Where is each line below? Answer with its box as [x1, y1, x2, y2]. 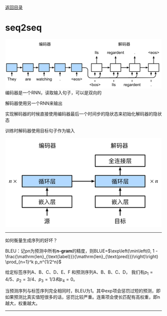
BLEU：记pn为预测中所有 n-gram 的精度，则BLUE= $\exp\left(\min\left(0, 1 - [5, 248, 158, 254]
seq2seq [5, 22, 42, 33]
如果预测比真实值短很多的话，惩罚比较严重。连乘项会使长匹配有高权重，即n [5, 294, 161, 300]
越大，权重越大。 [5, 300, 40, 306]
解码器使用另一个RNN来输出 [5, 100, 63, 106]
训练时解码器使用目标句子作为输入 [5, 128, 75, 134]
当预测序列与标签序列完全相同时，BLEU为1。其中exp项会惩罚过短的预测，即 [5, 288, 161, 294]
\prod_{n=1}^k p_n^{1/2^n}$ [5, 259, 62, 265]
